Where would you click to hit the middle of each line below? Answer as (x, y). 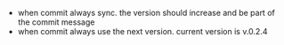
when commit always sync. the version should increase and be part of (146, 13)
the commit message (56, 22)
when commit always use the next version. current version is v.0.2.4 (142, 31)
